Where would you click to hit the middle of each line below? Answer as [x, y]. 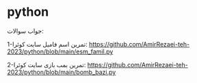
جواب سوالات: [25, 31]
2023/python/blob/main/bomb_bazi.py [62, 72]
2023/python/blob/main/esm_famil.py [60, 51]
